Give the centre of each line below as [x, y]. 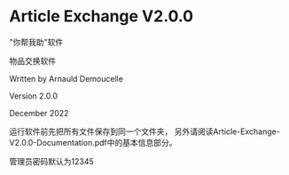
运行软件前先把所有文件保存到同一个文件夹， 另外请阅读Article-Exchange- [145, 131]
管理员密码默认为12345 [52, 161]
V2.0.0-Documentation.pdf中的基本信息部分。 [93, 142]
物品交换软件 [32, 60]
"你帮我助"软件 [36, 42]
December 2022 [39, 113]
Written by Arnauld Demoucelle [66, 78]
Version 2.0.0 [33, 96]
